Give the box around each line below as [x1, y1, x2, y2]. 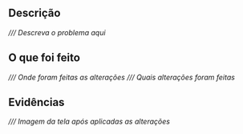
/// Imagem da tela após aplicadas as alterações [8, 116, 171, 127]
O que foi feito [8, 51, 80, 65]
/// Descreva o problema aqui [8, 27, 106, 37]
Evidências [8, 95, 65, 109]
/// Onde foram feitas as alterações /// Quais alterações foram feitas [8, 72, 235, 82]
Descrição [8, 6, 61, 20]
